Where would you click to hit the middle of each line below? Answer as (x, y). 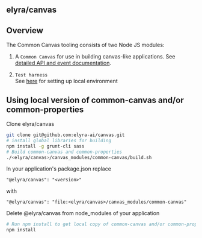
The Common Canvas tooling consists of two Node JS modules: (85, 45)
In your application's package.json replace (59, 169)
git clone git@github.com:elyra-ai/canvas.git (66, 135)
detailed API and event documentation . (63, 63)
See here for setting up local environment (66, 81)
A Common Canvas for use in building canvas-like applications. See (95, 57)
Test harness (31, 75)
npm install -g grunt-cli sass (45, 146)
